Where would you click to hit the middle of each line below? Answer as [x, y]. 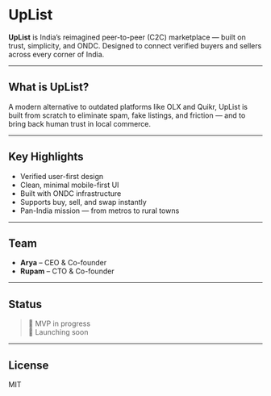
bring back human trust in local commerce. [80, 123]
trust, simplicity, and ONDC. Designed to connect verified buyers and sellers [135, 45]
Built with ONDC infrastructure [71, 193]
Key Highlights [46, 157]
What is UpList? [49, 88]
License [29, 365]
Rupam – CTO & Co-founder [67, 271]
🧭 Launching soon [58, 332]
